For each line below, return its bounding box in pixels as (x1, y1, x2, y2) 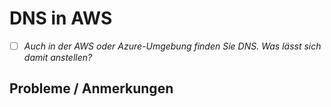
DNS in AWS (9, 7, 113, 30)
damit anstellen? (23, 52, 93, 63)
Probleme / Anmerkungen (9, 80, 174, 97)
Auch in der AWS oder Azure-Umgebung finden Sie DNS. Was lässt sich (23, 40, 322, 52)
